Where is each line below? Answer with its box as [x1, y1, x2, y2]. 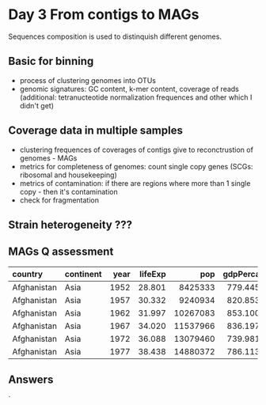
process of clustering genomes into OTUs [19, 75, 157, 85]
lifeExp [139, 268, 166, 279]
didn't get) [19, 100, 54, 110]
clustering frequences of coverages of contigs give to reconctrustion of [19, 145, 253, 154]
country [12, 268, 44, 279]
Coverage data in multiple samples [8, 124, 184, 138]
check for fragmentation [19, 195, 99, 205]
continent [64, 268, 102, 279]
